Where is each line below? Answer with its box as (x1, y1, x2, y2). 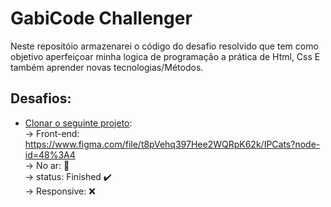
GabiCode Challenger (10, 7, 193, 30)
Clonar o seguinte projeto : (24, 117, 133, 129)
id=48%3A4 (24, 148, 76, 161)
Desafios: (10, 90, 72, 107)
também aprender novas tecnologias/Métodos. (10, 61, 204, 73)
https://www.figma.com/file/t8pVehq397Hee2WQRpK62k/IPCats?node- (24, 138, 321, 150)
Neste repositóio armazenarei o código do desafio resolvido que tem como (10, 40, 319, 52)
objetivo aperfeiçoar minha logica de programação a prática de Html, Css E (10, 50, 321, 62)
